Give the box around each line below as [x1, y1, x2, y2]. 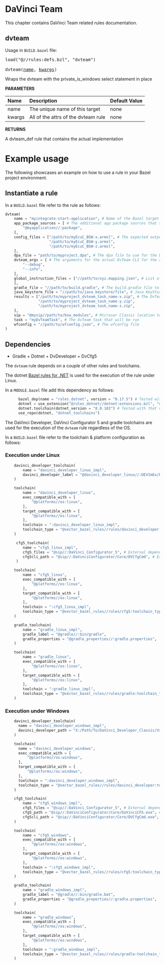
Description [29, 97, 57, 104]
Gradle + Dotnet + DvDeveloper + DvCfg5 [12, 353, 97, 359]
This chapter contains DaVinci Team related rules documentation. [5, 20, 137, 26]
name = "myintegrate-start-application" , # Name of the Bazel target [14, 216, 160, 221]
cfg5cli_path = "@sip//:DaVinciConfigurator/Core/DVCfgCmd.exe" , [23, 814, 160, 819]
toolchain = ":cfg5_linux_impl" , [23, 604, 91, 609]
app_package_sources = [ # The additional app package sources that [14, 221, 157, 226]
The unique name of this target [29, 105, 101, 112]
